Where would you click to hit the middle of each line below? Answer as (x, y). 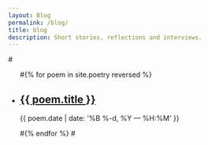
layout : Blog (30, 15)
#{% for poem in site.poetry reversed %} (85, 74)
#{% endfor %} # (48, 133)
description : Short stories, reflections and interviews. (105, 37)
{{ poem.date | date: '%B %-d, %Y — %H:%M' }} (99, 118)
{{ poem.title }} (58, 99)
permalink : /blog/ (38, 23)
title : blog (28, 30)
